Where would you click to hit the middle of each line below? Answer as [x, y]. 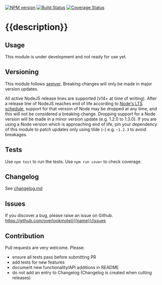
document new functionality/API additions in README [65, 267]
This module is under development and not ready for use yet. [66, 57]
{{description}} [37, 27]
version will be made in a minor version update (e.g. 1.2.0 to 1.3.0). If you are [81, 119]
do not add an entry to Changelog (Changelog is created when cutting [82, 273]
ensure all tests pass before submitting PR [54, 257]
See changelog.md [24, 188]
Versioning [22, 72]
